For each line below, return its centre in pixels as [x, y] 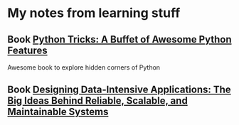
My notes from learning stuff [94, 13]
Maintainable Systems [58, 112]
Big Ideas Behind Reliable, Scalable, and [98, 101]
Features [27, 50]
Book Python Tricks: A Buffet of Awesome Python [119, 39]
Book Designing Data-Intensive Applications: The [119, 90]
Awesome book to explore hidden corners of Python [84, 67]
